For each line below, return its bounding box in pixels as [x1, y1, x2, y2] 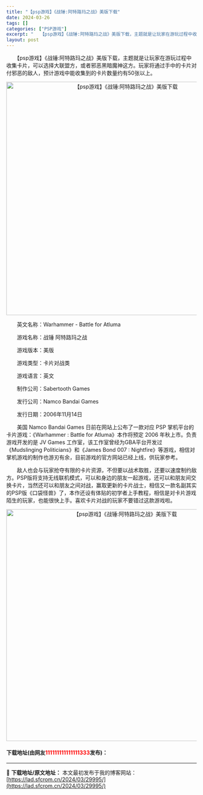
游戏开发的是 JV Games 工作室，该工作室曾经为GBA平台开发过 [6, 439, 163, 446]
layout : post [6, 37, 39, 43]
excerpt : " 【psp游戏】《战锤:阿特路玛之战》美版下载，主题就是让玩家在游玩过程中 [6, 31, 193, 37]
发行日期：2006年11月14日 [16, 411, 83, 417]
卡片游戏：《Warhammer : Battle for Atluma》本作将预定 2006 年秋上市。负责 [6, 431, 198, 438]
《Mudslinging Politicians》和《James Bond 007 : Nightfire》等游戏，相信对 [6, 446, 195, 453]
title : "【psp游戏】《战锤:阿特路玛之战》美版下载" [6, 8, 121, 15]
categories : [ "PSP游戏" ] [6, 25, 67, 32]
